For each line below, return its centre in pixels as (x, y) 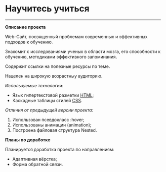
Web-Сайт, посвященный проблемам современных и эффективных (76, 36)
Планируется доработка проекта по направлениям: (60, 149)
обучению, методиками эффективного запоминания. (61, 57)
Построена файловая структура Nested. (55, 130)
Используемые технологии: (34, 85)
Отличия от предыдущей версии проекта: (49, 110)
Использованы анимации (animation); (52, 125)
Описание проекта (25, 27)
